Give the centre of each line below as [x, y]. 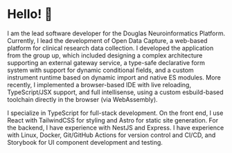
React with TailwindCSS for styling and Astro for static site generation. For [113, 120]
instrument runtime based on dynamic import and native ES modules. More [114, 77]
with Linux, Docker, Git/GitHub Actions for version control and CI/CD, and [111, 135]
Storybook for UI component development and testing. [85, 142]
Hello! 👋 [30, 14]
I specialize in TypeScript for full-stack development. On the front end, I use [115, 113]
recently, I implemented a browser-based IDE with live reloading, [99, 84]
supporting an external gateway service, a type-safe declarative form [106, 62]
